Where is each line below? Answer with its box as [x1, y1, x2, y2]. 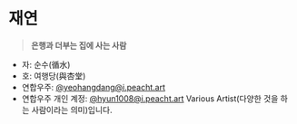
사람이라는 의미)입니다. [31, 104, 113, 115]
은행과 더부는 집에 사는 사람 [30, 40, 127, 51]
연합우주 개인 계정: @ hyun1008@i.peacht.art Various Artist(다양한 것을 [21, 92, 279, 104]
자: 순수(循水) [21, 59, 71, 70]
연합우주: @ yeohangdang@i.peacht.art [21, 81, 165, 92]
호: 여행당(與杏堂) [21, 70, 86, 81]
